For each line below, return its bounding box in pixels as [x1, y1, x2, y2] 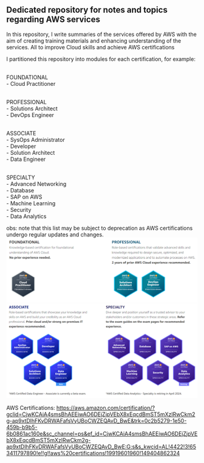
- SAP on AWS [6, 193, 42, 200]
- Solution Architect [6, 149, 55, 156]
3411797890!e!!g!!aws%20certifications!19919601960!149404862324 [6, 449, 180, 456]
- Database [6, 186, 35, 194]
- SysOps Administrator [6, 136, 65, 143]
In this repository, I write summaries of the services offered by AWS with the [6, 30, 197, 38]
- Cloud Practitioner [6, 80, 56, 87]
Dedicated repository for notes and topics [6, 5, 168, 15]
